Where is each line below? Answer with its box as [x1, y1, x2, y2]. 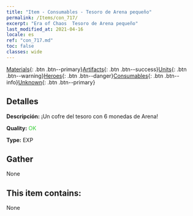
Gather [6, 154, 34, 164]
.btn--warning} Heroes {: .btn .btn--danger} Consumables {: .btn [6, 72, 164, 80]
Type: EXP [6, 136, 34, 144]
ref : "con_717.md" [6, 37, 53, 43]
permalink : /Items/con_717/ [6, 15, 78, 21]
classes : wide [6, 49, 43, 55]
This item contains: [6, 188, 81, 198]
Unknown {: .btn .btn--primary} [18, 78, 96, 86]
